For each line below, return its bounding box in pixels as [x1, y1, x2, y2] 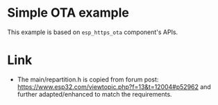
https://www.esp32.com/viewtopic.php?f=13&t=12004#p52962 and [17, 82, 212, 91]
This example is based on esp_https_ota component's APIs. [7, 28, 178, 36]
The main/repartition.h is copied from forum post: [17, 75, 159, 83]
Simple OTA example [7, 5, 130, 21]
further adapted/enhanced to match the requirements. [17, 90, 172, 98]
